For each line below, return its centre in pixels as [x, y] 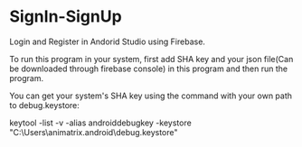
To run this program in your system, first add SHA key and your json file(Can [151, 59]
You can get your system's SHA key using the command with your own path [151, 96]
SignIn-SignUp [66, 17]
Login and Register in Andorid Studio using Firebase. [108, 41]
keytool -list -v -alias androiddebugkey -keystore [100, 123]
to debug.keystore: [44, 105]
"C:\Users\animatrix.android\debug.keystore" [94, 132]
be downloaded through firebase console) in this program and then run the [148, 69]
